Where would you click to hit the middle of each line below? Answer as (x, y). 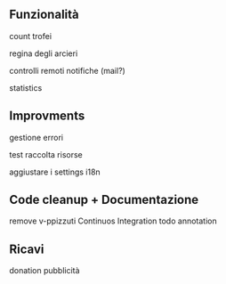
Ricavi (27, 249)
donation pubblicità (44, 271)
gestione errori (36, 137)
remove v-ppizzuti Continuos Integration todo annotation (113, 221)
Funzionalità (44, 15)
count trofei (30, 36)
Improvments (47, 116)
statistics (26, 87)
